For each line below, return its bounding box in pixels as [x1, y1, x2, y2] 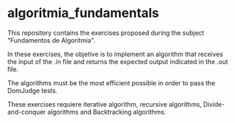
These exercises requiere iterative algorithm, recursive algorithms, [7, 100, 202, 108]
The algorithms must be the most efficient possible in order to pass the [7, 78, 216, 87]
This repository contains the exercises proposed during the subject [7, 28, 204, 37]
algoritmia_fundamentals [7, 5, 160, 21]
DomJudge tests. [7, 86, 58, 95]
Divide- [203, 100, 225, 108]
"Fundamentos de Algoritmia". [7, 36, 96, 44]
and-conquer [7, 107, 46, 116]
